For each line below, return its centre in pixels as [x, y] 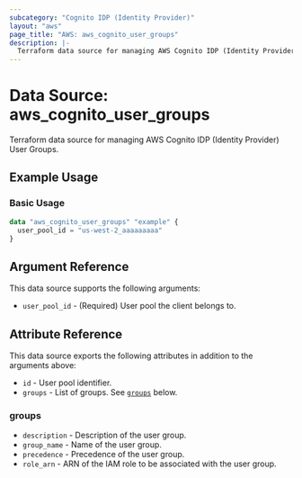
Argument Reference [69, 266]
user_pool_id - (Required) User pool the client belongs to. [129, 306]
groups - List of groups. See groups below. [100, 392]
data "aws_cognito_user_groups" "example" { [94, 221]
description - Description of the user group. [104, 435]
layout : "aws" [36, 26]
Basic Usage [37, 203]
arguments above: [43, 365]
